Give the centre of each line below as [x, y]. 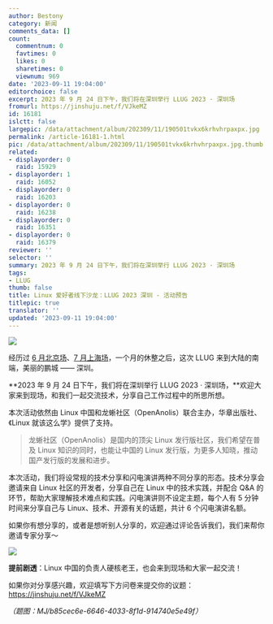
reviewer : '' [30, 250]
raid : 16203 [36, 197]
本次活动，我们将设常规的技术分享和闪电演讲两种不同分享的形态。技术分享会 [136, 477]
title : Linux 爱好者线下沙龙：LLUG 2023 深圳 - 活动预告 [98, 296]
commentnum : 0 [39, 46]
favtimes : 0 [36, 54]
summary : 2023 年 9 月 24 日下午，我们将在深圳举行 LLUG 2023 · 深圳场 [122, 265]
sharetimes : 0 [39, 69]
